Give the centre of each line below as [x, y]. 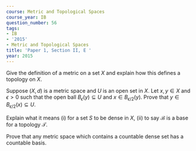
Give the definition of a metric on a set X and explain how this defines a [93, 73]
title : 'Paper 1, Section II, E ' [49, 51]
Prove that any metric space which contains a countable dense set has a [95, 137]
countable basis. [26, 143]
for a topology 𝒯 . [27, 125]
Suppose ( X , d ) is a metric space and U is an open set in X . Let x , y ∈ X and [98, 90]
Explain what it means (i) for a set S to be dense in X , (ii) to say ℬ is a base [97, 118]
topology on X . [24, 79]
